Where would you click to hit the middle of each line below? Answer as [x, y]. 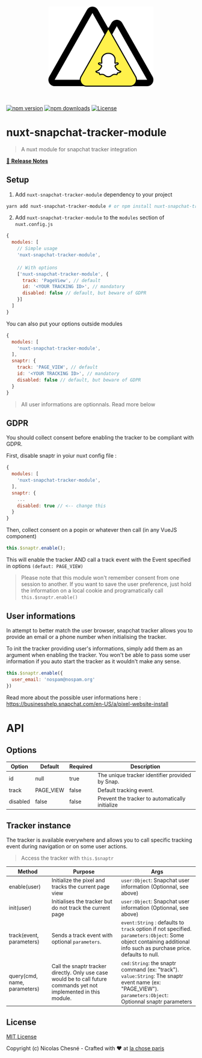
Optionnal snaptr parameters [157, 1001]
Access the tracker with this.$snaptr [67, 858]
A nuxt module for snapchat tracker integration [79, 149]
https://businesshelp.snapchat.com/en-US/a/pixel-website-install [87, 704]
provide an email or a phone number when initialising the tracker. [87, 637]
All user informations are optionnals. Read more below [88, 404]
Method [28, 871]
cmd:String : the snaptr [148, 963]
